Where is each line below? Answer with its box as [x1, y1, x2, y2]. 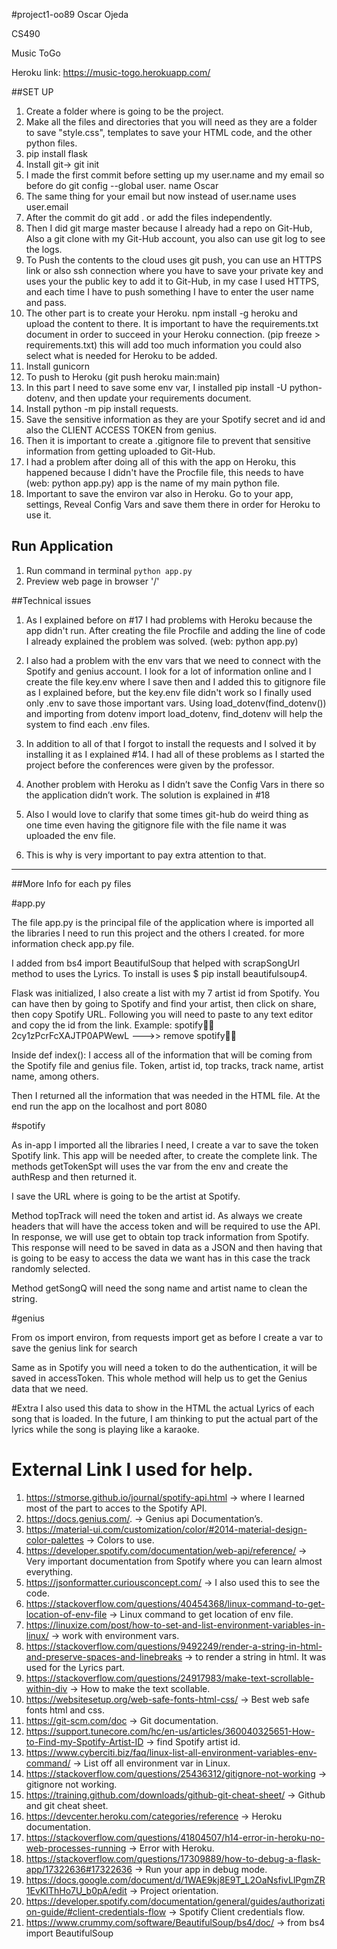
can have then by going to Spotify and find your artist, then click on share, [11, 997, 317, 1009]
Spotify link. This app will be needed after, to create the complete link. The [11, 1149, 318, 1161]
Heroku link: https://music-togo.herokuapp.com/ [11, 67, 211, 78]
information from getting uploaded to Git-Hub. [25, 445, 216, 457]
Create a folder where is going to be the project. [25, 105, 224, 117]
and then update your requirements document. [59, 392, 252, 404]
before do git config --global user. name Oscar [25, 180, 219, 191]
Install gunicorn [25, 360, 91, 372]
